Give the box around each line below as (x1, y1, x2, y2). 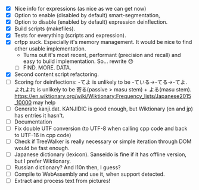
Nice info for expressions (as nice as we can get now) (14, 5, 147, 12)
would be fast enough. (14, 144, 70, 151)
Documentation (14, 118, 52, 125)
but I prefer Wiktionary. (14, 157, 71, 164)
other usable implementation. (14, 45, 86, 52)
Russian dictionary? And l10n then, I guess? (14, 163, 121, 171)
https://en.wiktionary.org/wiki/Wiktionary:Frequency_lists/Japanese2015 (14, 92, 192, 100)
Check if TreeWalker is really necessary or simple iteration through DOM (14, 138, 192, 145)
